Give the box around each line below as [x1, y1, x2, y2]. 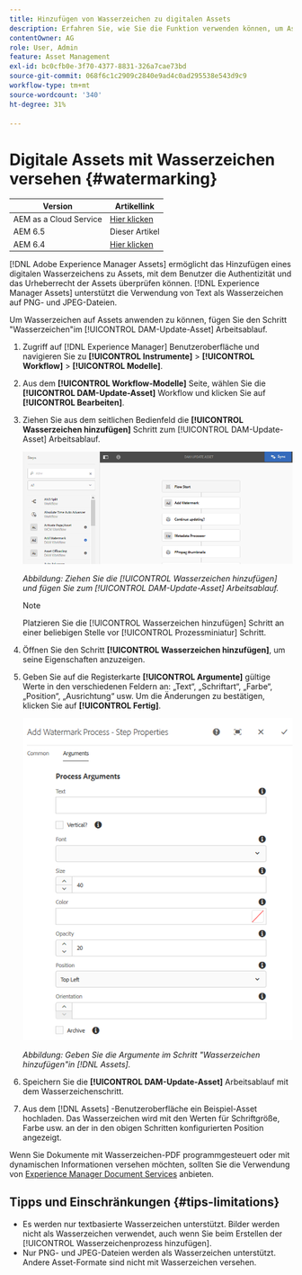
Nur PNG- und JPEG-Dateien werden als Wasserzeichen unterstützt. [22, 1247, 277, 1258]
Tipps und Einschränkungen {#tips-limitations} [9, 1195, 280, 1210]
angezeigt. [22, 1132, 62, 1143]
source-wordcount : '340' [9, 90, 102, 99]
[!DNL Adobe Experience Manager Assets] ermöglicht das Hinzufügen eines [9, 259, 292, 270]
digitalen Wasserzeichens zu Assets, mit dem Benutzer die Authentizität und [9, 268, 292, 279]
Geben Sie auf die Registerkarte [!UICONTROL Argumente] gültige [22, 671, 271, 682]
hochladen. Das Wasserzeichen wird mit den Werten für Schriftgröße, [22, 1112, 280, 1124]
